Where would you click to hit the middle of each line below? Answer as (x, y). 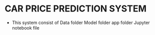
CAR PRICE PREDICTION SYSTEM (75, 9)
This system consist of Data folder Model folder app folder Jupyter (81, 22)
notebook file (26, 27)
